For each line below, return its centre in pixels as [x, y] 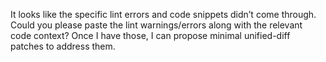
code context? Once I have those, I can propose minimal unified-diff [150, 35]
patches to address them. [63, 46]
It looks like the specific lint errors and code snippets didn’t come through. [163, 14]
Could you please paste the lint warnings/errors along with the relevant [156, 25]
